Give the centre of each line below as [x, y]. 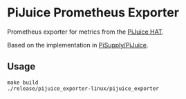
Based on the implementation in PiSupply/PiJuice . [78, 45]
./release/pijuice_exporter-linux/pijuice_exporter [83, 88]
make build [23, 82]
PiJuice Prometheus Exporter [93, 13]
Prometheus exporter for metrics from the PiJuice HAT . [86, 32]
